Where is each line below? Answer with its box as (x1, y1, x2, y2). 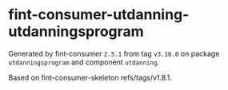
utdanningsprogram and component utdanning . (8, 57, 160, 67)
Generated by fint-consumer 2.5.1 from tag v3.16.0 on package (8, 49, 220, 58)
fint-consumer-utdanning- (8, 6, 190, 24)
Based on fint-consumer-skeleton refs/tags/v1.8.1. (8, 72, 172, 82)
